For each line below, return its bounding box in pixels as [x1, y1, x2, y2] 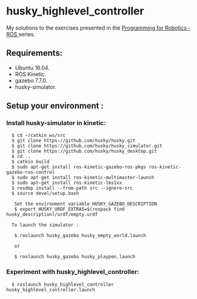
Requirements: [6, 48, 63, 58]
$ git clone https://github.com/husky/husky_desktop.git [11, 148, 157, 154]
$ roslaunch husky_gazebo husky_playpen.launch [14, 254, 136, 260]
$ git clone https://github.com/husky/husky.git [11, 137, 136, 144]
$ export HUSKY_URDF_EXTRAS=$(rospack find [14, 206, 125, 212]
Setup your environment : [6, 101, 104, 111]
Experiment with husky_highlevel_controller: [6, 268, 139, 276]
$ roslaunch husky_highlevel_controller [11, 282, 114, 288]
